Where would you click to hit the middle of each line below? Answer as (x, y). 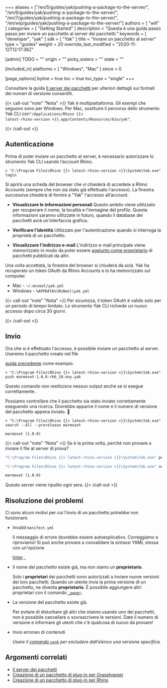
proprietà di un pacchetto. (39, 235)
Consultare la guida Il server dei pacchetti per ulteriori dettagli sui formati (80, 88)
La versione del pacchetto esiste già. (50, 602)
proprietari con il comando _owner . (47, 593)
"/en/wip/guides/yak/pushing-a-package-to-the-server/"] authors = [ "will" (82, 23)
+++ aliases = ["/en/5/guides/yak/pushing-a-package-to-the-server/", (77, 7)
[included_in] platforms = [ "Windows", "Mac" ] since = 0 (63, 69)
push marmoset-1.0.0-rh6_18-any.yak (43, 377)
